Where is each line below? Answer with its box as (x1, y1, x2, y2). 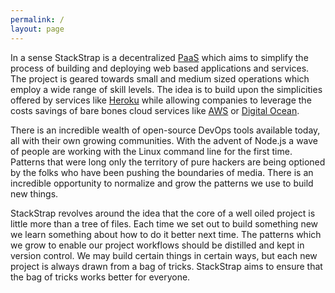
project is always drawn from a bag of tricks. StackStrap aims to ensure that (10, 260, 323, 272)
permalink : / (10, 14, 65, 25)
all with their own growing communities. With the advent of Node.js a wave (10, 134, 319, 146)
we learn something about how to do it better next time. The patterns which (10, 228, 322, 240)
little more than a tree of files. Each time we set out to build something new (10, 217, 319, 230)
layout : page (10, 24, 65, 34)
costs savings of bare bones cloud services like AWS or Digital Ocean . (10, 104, 300, 116)
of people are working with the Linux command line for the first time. (10, 145, 293, 157)
